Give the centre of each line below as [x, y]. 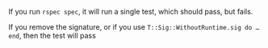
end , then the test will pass [52, 36]
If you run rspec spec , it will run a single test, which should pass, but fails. [131, 12]
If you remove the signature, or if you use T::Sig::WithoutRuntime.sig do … [134, 27]
